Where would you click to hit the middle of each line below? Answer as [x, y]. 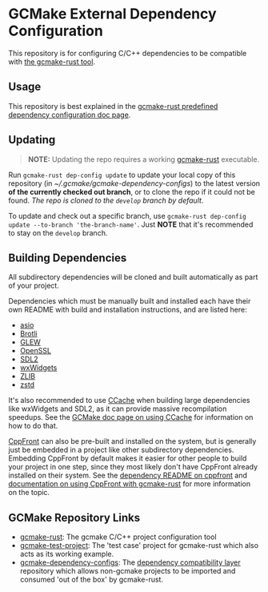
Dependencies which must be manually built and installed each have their [130, 301]
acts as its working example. [67, 554]
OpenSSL [36, 351]
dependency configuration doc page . [70, 115]
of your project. [34, 286]
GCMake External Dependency [113, 14]
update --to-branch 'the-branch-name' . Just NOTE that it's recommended [131, 224]
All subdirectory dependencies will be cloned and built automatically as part [133, 277]
